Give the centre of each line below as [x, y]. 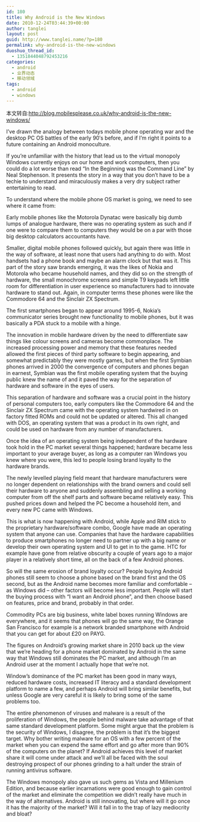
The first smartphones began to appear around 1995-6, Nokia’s [84, 310]
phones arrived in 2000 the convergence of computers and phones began [98, 367]
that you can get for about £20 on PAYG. [56, 633]
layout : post [22, 34]
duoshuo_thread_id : [30, 51]
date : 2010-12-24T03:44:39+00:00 [48, 23]
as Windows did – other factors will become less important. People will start [99, 590]
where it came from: [31, 205]
